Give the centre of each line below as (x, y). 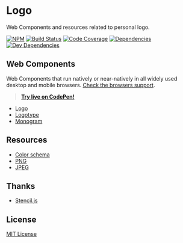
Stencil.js (26, 201)
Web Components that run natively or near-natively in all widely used (92, 78)
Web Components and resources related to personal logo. (78, 27)
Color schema (32, 155)
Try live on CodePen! (48, 96)
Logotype (27, 114)
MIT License (22, 234)
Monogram (29, 121)
